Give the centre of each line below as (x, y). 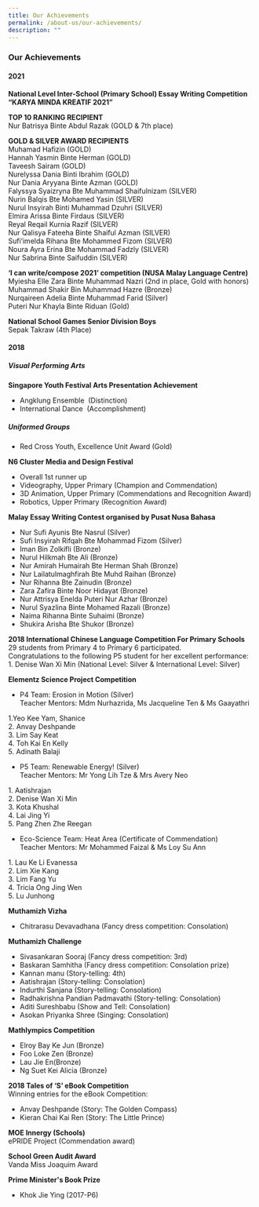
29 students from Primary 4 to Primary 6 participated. (95, 647)
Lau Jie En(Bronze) (50, 1062)
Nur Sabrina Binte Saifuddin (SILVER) (68, 257)
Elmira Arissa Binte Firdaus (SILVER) (66, 216)
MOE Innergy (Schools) (47, 1133)
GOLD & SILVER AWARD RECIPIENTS (69, 140)
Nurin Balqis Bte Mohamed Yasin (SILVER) (76, 199)
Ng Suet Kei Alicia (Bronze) (63, 1070)
